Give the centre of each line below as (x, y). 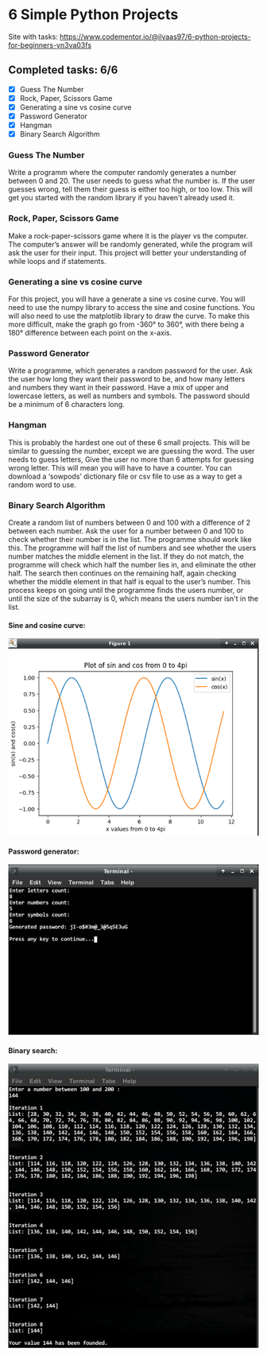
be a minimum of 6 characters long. (66, 405)
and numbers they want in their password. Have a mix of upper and (118, 388)
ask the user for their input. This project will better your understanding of (128, 253)
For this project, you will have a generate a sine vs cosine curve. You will (127, 299)
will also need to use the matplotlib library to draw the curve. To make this (129, 316)
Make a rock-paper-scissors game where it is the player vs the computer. (128, 235)
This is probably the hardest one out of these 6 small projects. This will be (129, 442)
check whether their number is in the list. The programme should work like (130, 539)
